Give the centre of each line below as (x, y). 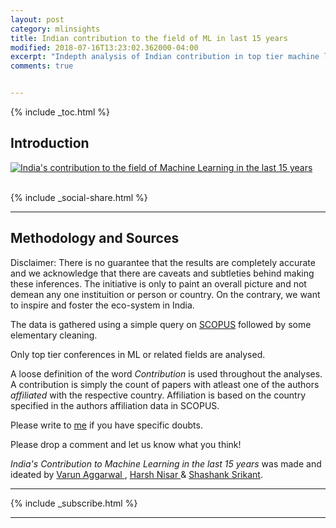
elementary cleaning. (54, 335)
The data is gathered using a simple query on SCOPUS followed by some (161, 324)
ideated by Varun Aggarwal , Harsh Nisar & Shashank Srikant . (136, 474)
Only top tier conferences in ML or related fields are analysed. (138, 354)
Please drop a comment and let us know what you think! (126, 444)
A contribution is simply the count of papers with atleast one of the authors (165, 384)
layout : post (37, 19)
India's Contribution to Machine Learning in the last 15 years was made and (166, 463)
